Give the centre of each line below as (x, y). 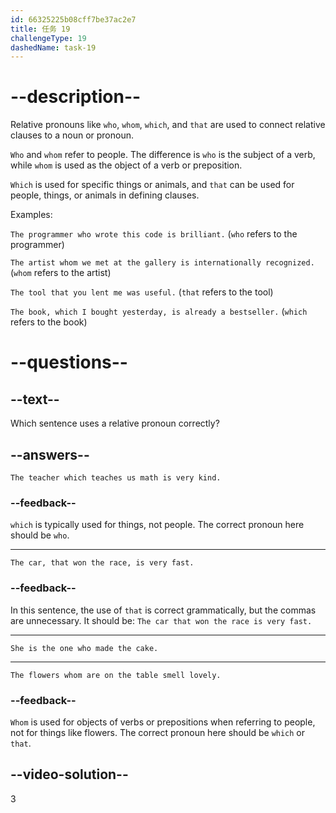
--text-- (35, 399)
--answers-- (50, 454)
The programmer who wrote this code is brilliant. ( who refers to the (154, 234)
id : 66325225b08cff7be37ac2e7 (73, 19)
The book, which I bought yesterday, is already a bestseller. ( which (159, 312)
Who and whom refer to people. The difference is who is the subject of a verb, (163, 155)
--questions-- (69, 362)
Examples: (31, 215)
